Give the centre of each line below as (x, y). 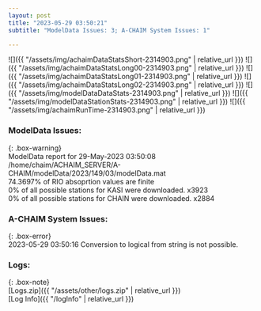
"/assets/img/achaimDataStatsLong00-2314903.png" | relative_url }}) (131, 68)
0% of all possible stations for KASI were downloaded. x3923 (108, 190)
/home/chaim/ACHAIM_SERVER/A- (64, 165)
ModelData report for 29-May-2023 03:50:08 (82, 156)
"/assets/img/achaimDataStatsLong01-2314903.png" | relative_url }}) (130, 77)
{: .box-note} (29, 283)
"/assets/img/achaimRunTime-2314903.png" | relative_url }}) (107, 110)
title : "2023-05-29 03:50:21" (58, 23)
